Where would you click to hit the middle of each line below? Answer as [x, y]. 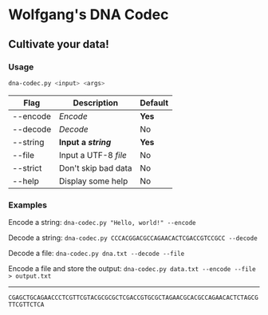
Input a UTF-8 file [93, 155]
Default [154, 103]
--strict [27, 167]
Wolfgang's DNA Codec [89, 15]
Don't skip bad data [95, 167]
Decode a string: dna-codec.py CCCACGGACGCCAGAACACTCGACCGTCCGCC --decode [133, 238]
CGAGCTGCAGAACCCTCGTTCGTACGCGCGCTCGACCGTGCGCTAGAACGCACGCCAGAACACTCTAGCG [134, 298]
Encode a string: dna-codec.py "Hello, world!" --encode [102, 222]
